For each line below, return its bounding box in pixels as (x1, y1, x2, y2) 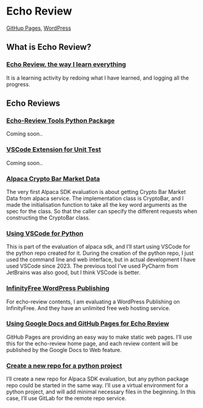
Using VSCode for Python (6, 229, 84, 238)
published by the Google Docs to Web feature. (6, 346, 122, 353)
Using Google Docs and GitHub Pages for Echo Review (6, 319, 170, 328)
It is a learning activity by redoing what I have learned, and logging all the (6, 74, 189, 81)
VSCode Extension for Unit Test (6, 145, 101, 154)
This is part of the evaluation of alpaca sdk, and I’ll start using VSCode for (6, 243, 191, 251)
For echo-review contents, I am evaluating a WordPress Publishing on (6, 298, 180, 305)
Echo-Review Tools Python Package (6, 116, 115, 125)
